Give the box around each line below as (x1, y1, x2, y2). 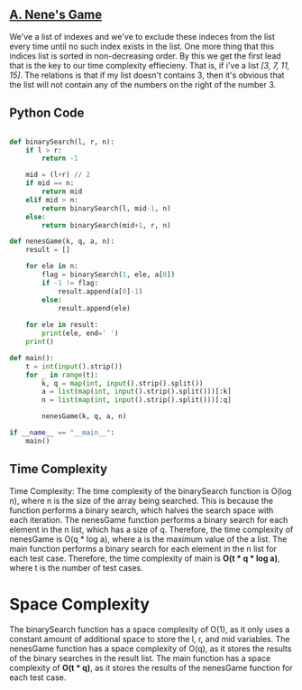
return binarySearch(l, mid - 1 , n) (41, 203, 171, 213)
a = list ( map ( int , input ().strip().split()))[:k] (41, 387, 232, 396)
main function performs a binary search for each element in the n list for (9, 543, 278, 554)
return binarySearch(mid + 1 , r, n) (41, 220, 171, 229)
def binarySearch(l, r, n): (9, 137, 115, 146)
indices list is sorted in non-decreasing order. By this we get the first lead (9, 50, 281, 61)
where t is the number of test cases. (9, 562, 143, 573)
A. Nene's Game (9, 7, 103, 23)
